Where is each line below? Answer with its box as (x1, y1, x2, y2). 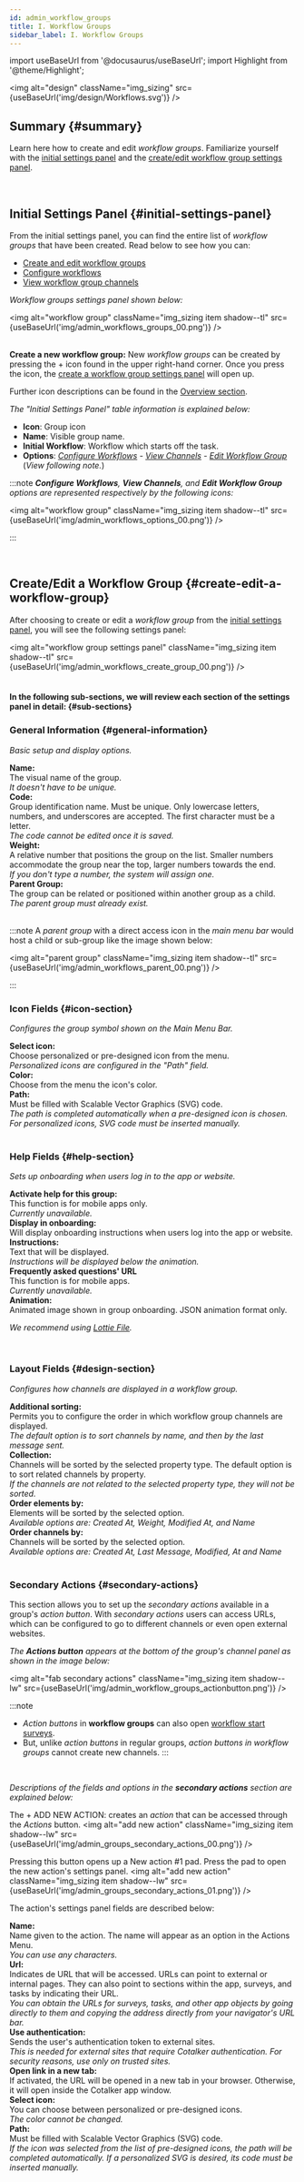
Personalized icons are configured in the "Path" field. (9, 1060, 210, 1070)
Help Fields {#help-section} (9, 1150, 134, 1163)
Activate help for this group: (9, 1188, 118, 1199)
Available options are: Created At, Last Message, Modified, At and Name (9, 1546, 282, 1557)
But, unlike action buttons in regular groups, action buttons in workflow (22, 1737, 289, 1748)
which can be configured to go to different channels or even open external (9, 1618, 288, 1629)
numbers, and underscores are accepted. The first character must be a (9, 811, 275, 822)
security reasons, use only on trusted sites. (9, 2056, 171, 2066)
